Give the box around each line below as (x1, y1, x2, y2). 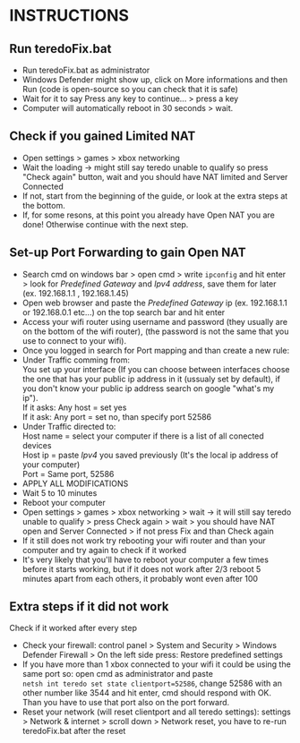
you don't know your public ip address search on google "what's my (21, 382, 275, 394)
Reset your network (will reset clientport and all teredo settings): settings (21, 706, 291, 717)
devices (21, 440, 52, 450)
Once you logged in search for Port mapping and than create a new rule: (21, 345, 290, 355)
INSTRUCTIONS (9, 5, 130, 26)
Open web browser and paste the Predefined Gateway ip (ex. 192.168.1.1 (21, 297, 288, 308)
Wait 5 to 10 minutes (21, 487, 98, 498)
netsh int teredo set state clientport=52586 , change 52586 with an (21, 678, 282, 689)
